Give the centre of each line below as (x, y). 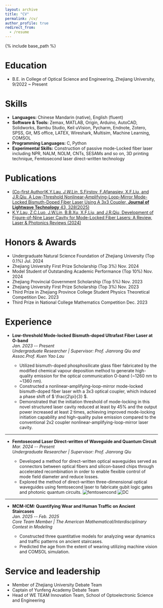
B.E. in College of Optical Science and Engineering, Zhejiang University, (83, 79)
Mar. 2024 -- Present (33, 446)
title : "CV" (17, 14)
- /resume (19, 32)
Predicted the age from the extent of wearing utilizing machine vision (88, 546)
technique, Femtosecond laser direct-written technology (68, 158)
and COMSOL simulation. (44, 552)
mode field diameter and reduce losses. (59, 476)
